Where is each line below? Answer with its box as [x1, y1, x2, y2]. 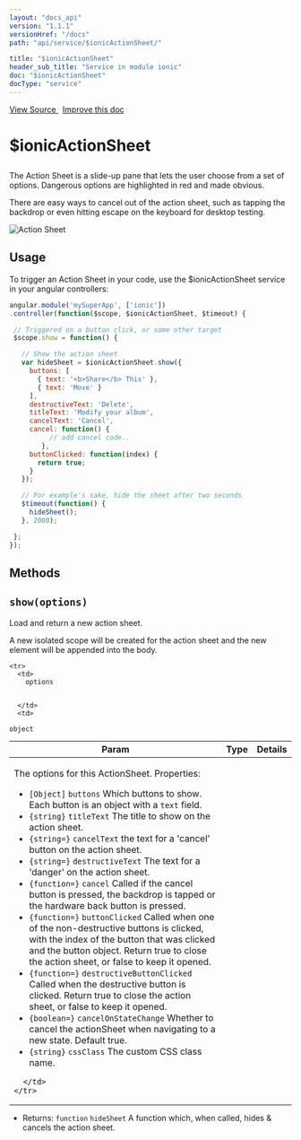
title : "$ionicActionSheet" [9, 55, 115, 64]
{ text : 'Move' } [37, 383, 102, 392]
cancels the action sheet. [21, 1122, 116, 1133]
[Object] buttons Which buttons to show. [29, 787, 202, 799]
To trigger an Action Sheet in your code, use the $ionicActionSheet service [9, 274, 286, 284]
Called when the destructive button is [29, 978, 186, 990]
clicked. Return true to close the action [29, 988, 192, 1001]
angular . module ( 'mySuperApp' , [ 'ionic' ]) [9, 300, 167, 309]
